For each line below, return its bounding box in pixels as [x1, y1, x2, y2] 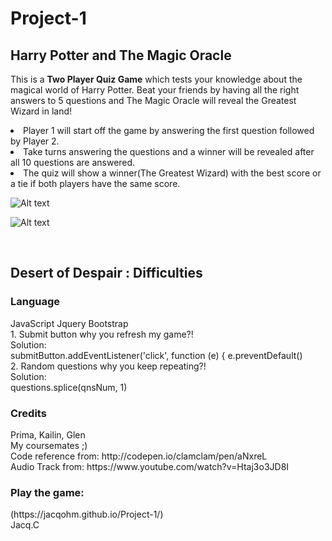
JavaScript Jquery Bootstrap [10, 317, 129, 329]
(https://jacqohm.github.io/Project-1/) [10, 508, 164, 521]
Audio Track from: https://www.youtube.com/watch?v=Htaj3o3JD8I [10, 460, 290, 472]
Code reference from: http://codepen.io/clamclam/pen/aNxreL [10, 450, 268, 462]
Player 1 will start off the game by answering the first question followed [23, 125, 315, 136]
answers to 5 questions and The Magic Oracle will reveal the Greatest [10, 95, 297, 106]
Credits [10, 406, 47, 420]
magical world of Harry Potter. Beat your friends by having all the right [10, 84, 300, 96]
